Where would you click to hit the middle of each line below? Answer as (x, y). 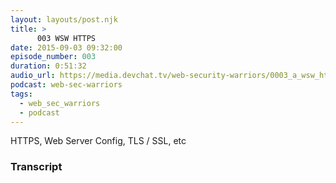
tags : (21, 94)
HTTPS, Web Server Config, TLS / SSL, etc (98, 141)
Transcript (36, 167)
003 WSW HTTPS (66, 38)
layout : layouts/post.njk (64, 19)
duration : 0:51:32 (48, 66)
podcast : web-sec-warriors (66, 85)
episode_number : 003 (53, 57)
